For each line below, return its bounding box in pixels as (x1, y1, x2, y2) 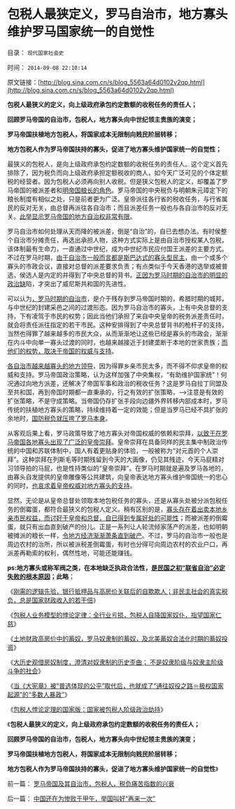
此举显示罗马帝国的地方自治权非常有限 (20, 212, 130, 220)
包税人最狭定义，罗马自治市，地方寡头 (7, 6, 229, 22)
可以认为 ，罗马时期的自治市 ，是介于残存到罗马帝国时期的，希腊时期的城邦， (7, 294, 228, 303)
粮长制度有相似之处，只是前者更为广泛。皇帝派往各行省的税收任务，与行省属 (7, 194, 228, 203)
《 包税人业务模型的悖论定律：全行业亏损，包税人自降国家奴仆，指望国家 (7, 610, 215, 619)
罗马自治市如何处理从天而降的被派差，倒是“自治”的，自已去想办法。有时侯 (7, 227, 222, 235)
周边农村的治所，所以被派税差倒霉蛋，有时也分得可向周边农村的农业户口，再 (7, 540, 228, 548)
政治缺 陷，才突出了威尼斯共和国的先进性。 (7, 279, 130, 287)
